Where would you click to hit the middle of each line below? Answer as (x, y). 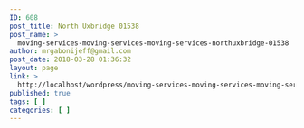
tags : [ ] (28, 101)
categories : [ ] (40, 110)
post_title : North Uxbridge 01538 (75, 26)
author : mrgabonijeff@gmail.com (70, 51)
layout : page (34, 69)
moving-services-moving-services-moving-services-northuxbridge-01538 (153, 43)
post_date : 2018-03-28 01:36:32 (70, 59)
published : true (40, 93)
